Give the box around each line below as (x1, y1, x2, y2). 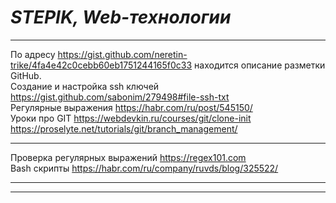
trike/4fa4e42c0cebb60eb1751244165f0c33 (10, 59, 193, 71)
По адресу (10, 48, 56, 60)
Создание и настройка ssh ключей (10, 80, 160, 92)
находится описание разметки (194, 59, 326, 71)
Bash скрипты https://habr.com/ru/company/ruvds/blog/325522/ (10, 162, 279, 174)
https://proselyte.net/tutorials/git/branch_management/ (10, 122, 238, 135)
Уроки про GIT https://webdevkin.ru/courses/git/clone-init (10, 112, 252, 124)
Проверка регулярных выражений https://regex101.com (10, 151, 247, 163)
